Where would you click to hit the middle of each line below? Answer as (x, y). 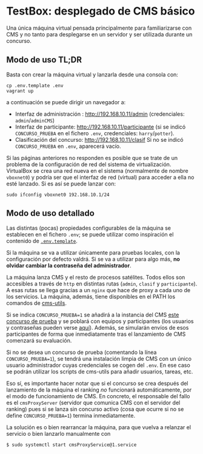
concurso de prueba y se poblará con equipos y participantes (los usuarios (100, 321)
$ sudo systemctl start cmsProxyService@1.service (72, 445)
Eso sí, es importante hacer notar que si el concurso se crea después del (98, 383)
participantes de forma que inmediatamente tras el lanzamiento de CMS (96, 334)
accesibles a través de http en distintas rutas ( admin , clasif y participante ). (102, 284)
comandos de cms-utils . (36, 303)
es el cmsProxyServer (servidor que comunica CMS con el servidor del (93, 402)
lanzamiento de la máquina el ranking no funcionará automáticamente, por (99, 390)
